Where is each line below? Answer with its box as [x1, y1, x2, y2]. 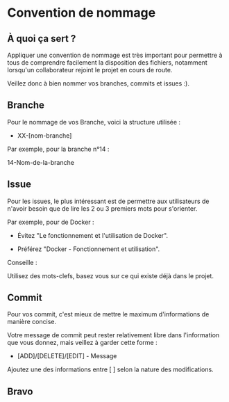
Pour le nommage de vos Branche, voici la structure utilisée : [7, 118, 181, 126]
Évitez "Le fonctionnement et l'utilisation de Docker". [17, 231, 169, 239]
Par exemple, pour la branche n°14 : [7, 145, 110, 153]
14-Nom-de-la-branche [7, 158, 75, 166]
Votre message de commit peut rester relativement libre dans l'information [7, 331, 220, 339]
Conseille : [7, 258, 37, 266]
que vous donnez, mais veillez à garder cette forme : [7, 339, 158, 347]
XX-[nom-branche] [17, 131, 72, 140]
